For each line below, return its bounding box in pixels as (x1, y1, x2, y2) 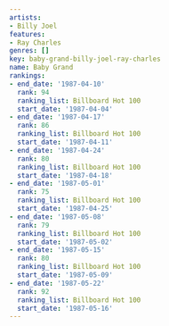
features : (9, 29, 46, 38)
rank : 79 (17, 221, 50, 230)
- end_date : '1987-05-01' (9, 180, 105, 188)
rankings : (9, 71, 46, 80)
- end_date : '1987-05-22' (9, 279, 105, 288)
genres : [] (9, 46, 50, 55)
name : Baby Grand (9, 63, 74, 72)
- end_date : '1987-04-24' (9, 146, 105, 155)
